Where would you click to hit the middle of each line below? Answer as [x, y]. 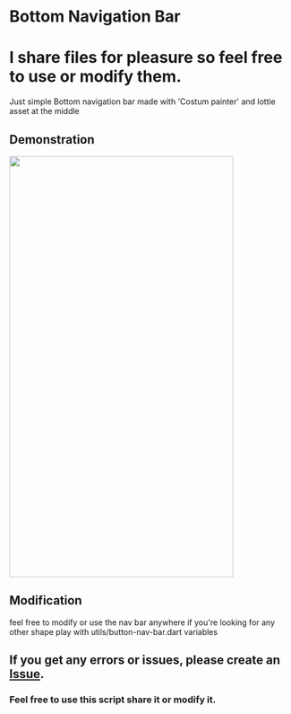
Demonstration [52, 140]
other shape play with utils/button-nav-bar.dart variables [113, 631]
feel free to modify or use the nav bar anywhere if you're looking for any [142, 622]
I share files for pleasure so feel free [146, 58]
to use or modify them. [95, 77]
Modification [46, 600]
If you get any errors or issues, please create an [145, 661]
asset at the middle [45, 111]
